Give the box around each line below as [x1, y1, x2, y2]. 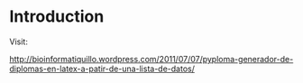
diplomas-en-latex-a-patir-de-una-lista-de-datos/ [9, 63, 196, 74]
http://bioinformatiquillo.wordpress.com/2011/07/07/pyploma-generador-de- [9, 53, 294, 64]
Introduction [9, 6, 105, 27]
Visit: [9, 36, 29, 47]
